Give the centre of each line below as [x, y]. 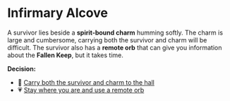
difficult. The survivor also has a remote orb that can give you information [115, 47]
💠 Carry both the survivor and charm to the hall [86, 82]
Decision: [22, 69]
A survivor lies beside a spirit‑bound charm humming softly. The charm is [115, 32]
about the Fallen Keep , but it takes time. [65, 55]
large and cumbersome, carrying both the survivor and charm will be [107, 40]
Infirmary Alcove [57, 13]
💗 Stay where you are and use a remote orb [81, 90]
